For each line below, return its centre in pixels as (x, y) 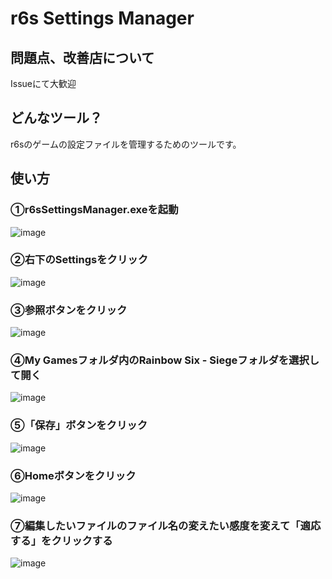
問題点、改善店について (82, 57)
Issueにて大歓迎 (43, 83)
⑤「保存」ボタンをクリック (79, 425)
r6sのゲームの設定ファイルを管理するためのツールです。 (126, 144)
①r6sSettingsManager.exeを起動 (94, 210)
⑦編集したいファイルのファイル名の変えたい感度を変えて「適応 (166, 525)
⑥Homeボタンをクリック (73, 475)
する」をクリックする (61, 540)
